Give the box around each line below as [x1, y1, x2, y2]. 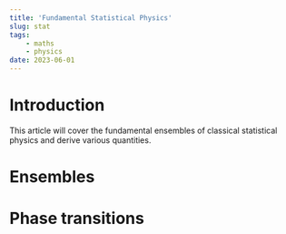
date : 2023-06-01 [9, 56, 75, 65]
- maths [25, 38, 54, 48]
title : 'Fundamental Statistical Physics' [9, 13, 173, 23]
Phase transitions [9, 209, 145, 229]
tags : [9, 30, 30, 39]
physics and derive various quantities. [9, 134, 152, 146]
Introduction [9, 95, 105, 116]
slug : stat [9, 22, 51, 31]
